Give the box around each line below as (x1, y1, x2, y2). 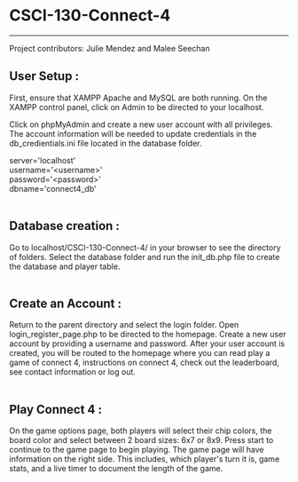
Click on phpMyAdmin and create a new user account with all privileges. (9, 119, 273, 130)
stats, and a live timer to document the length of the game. (9, 463, 223, 474)
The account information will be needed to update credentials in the (9, 128, 257, 138)
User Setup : (9, 68, 80, 84)
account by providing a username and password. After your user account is (9, 338, 286, 349)
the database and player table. (9, 261, 121, 272)
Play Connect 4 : (9, 401, 103, 417)
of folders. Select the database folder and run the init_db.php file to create (9, 251, 280, 262)
